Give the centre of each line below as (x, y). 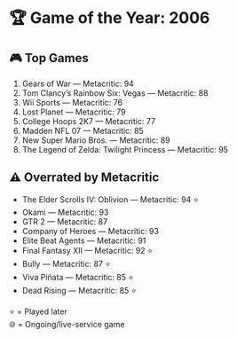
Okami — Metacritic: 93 (65, 212)
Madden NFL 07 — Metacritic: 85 (83, 131)
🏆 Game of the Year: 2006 (110, 18)
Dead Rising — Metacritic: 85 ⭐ (79, 290)
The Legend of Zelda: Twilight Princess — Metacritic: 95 (125, 149)
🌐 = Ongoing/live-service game (67, 324)
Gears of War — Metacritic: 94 (78, 83)
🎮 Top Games (49, 58)
